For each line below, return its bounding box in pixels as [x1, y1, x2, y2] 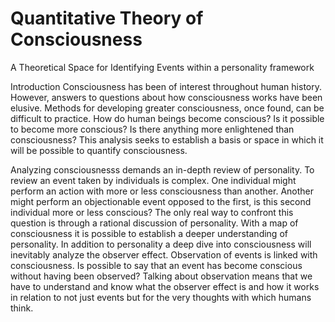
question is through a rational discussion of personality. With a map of [10, 217, 299, 229]
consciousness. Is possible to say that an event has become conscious [10, 259, 303, 271]
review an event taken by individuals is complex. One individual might [10, 174, 297, 186]
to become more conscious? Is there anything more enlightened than [10, 123, 295, 135]
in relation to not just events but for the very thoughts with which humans [10, 291, 312, 303]
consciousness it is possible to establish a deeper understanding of [10, 227, 288, 239]
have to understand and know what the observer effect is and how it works [10, 280, 320, 292]
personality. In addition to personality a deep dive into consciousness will [10, 238, 312, 250]
